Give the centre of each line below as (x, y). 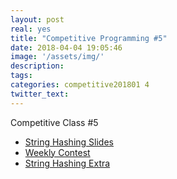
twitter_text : (40, 94)
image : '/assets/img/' (57, 57)
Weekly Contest (57, 152)
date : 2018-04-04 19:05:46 (66, 47)
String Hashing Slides (69, 142)
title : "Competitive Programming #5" (89, 38)
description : (37, 66)
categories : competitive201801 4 (80, 85)
